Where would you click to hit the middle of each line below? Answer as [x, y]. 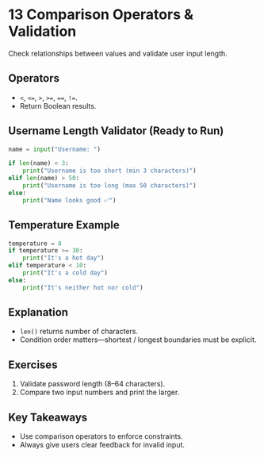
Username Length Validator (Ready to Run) [116, 131]
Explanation [38, 312]
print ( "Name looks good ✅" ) [69, 200]
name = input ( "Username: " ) [55, 149]
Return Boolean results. [58, 106]
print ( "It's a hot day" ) [63, 258]
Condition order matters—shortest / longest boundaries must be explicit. [138, 340]
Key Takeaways [48, 417]
